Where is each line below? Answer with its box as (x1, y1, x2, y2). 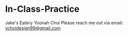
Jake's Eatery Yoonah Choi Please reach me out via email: (5, 20, 124, 26)
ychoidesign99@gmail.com (5, 25, 61, 31)
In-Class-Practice (5, 3, 80, 15)
